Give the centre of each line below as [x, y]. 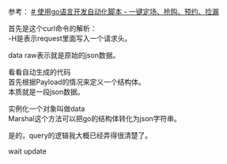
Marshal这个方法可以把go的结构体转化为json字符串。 [95, 118]
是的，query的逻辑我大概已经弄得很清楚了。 [80, 135]
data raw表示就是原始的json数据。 [64, 55]
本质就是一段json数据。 [46, 92]
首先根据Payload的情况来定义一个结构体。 [77, 82]
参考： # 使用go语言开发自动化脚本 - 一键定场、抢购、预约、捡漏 [114, 11]
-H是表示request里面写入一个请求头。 [70, 38]
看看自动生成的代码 [40, 72]
